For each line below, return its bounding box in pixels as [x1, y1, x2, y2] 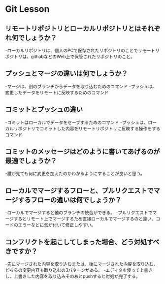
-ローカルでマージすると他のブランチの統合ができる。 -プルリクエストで [5, 210, 153, 216]
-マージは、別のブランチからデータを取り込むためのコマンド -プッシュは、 [5, 83, 157, 89]
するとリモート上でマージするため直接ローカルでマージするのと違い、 [13, 216, 156, 222]
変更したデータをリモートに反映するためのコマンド [5, 90, 109, 95]
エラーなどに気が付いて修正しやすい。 [18, 222, 96, 228]
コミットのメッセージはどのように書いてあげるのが [5, 148, 160, 156]
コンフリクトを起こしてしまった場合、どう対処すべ [5, 238, 160, 246]
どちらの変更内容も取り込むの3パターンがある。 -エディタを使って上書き [5, 267, 153, 273]
